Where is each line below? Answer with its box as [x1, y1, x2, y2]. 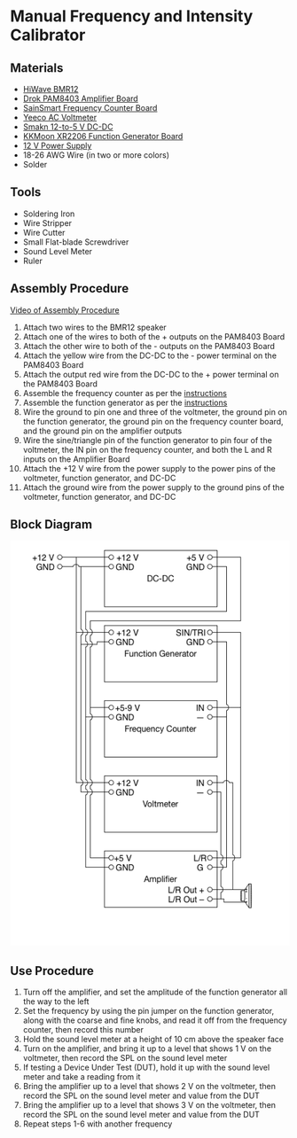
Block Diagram [10, 517, 92, 533]
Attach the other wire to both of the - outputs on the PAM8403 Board [22, 340, 276, 351]
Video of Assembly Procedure [10, 304, 120, 316]
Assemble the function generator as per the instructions [22, 397, 228, 408]
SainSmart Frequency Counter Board [22, 103, 158, 113]
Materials [10, 60, 64, 75]
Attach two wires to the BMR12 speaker [22, 322, 167, 332]
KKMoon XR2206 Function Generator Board [22, 131, 184, 141]
